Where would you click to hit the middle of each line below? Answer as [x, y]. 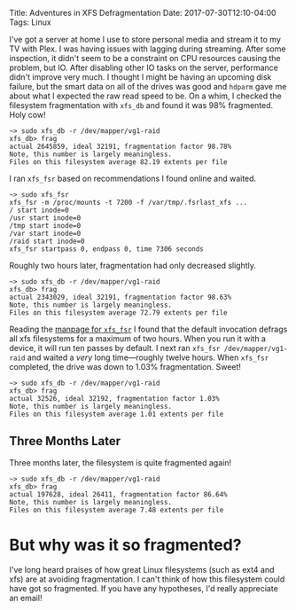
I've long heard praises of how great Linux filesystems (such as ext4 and [142, 569]
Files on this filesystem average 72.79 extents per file [118, 313]
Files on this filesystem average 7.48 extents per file [117, 510]
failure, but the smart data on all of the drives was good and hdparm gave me [148, 86]
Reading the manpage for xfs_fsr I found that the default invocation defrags [148, 329]
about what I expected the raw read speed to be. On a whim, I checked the [145, 96]
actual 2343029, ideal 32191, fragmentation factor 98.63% [121, 297]
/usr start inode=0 [45, 218]
